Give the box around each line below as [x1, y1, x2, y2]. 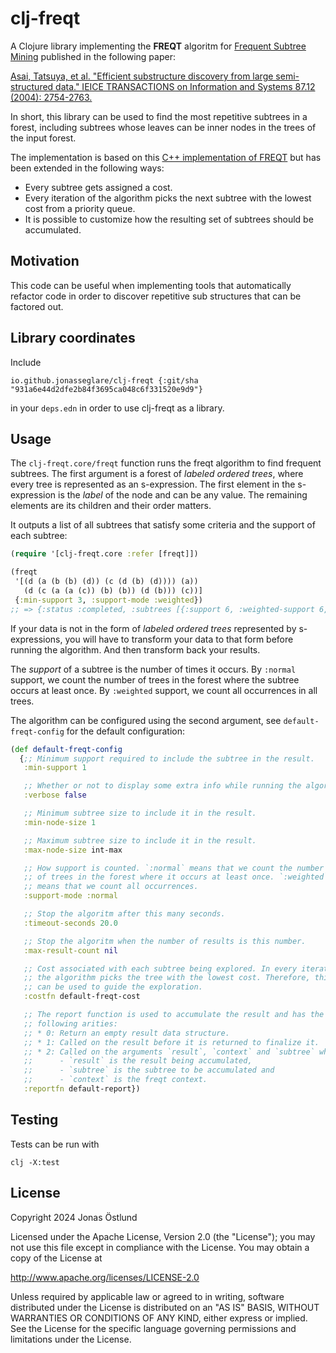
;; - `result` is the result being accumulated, [23, 1056, 253, 1066]
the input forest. [10, 132, 77, 144]
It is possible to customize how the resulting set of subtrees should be [24, 213, 314, 225]
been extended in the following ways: [10, 162, 165, 174]
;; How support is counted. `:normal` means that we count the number [23, 863, 325, 873]
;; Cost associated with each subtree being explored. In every [23, 963, 298, 974]
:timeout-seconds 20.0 [23, 918, 118, 928]
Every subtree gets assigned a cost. [24, 181, 173, 193]
